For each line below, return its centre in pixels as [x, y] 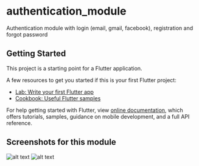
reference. [19, 123]
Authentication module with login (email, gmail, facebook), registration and [100, 28]
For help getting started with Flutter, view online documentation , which [95, 110]
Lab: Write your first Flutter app [54, 92]
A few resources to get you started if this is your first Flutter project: [91, 80]
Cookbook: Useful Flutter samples [58, 98]
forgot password [27, 34]
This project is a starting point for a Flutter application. [74, 68]
